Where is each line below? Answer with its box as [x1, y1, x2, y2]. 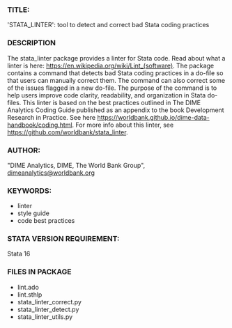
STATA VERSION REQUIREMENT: [7, 234, 120, 244]
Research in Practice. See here [7, 113, 96, 121]
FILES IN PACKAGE [7, 267, 72, 276]
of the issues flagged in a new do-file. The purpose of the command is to [7, 84, 217, 92]
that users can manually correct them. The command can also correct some [7, 76, 225, 84]
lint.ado [17, 283, 40, 291]
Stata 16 [7, 249, 31, 258]
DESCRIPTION [7, 38, 56, 48]
